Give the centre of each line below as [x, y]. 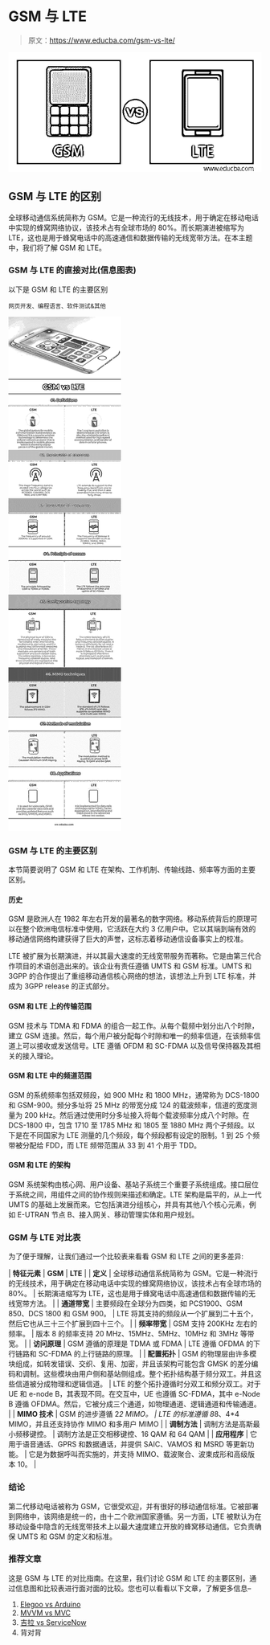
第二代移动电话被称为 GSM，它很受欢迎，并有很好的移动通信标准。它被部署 [134, 1506]
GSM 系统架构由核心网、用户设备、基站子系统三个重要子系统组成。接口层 [130, 1184]
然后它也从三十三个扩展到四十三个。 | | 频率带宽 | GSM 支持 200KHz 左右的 [133, 1324]
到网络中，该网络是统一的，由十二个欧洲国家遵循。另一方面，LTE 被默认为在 [135, 1516]
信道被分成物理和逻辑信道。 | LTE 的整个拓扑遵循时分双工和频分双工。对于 [138, 1384]
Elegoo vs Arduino [50, 1604]
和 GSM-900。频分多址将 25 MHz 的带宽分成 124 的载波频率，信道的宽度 [129, 1105]
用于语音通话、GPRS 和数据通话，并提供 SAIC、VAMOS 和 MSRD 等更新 [128, 1444]
